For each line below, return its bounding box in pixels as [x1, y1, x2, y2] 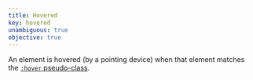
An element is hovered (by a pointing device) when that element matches [8, 55, 245, 64]
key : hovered [8, 19, 51, 27]
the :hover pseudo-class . [8, 64, 90, 73]
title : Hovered [8, 11, 58, 20]
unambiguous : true [8, 26, 68, 34]
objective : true [8, 33, 61, 42]
